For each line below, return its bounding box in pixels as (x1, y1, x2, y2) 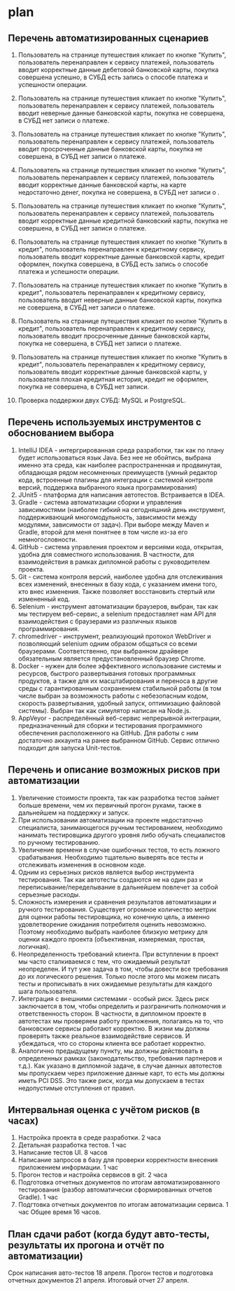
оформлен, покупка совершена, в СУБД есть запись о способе (17, 260, 208, 268)
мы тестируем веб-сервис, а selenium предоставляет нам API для (17, 609, 216, 618)
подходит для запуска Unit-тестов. (17, 743, 122, 752)
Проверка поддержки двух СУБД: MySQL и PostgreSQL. (17, 396, 186, 404)
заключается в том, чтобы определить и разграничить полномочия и (17, 1002, 226, 1010)
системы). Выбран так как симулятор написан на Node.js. (17, 706, 192, 714)
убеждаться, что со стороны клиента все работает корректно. (17, 1039, 206, 1047)
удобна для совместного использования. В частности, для (17, 550, 194, 558)
